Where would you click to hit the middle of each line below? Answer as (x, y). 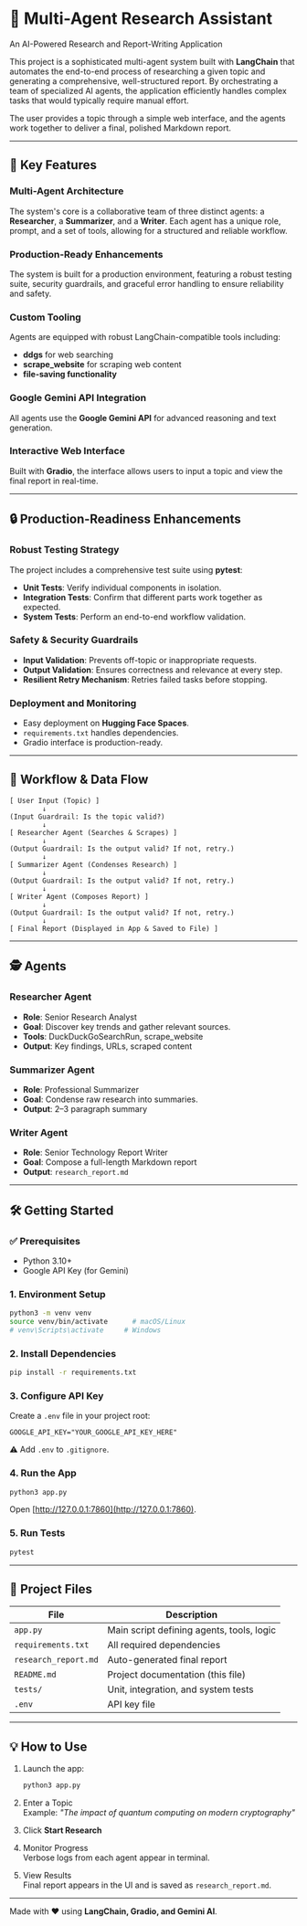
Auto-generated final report (167, 1660)
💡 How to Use (48, 1746)
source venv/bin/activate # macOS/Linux (97, 1322)
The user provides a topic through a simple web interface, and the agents (148, 118)
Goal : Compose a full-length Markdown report (110, 1162)
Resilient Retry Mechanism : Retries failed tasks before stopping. (145, 679)
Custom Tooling (46, 317)
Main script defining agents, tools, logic (192, 1630)
